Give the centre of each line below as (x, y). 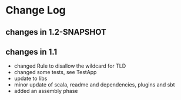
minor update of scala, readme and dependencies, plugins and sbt (94, 85)
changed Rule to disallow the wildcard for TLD (70, 66)
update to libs (31, 79)
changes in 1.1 (31, 51)
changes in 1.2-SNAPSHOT (56, 32)
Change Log (36, 10)
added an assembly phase (46, 91)
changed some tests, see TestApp (55, 72)
